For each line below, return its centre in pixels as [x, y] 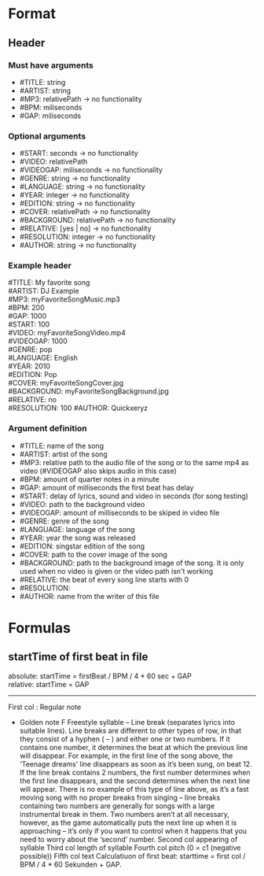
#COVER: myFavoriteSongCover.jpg [66, 383]
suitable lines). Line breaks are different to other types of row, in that [130, 730]
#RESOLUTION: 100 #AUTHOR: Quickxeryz [78, 408]
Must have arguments [51, 65]
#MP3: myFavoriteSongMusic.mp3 [64, 299]
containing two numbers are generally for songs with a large [117, 806]
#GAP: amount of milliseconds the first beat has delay [106, 487]
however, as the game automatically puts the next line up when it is [128, 822]
